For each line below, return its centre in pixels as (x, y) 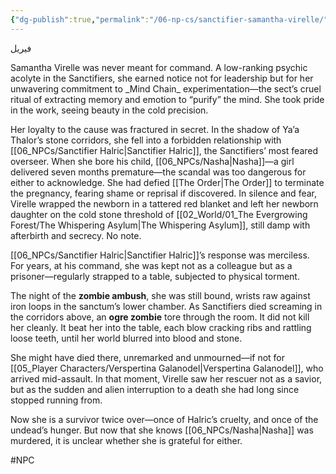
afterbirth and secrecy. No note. (76, 235)
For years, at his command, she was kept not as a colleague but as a (151, 265)
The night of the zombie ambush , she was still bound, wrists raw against (160, 295)
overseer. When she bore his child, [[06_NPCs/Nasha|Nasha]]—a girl (152, 161)
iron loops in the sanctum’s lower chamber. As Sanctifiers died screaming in (166, 306)
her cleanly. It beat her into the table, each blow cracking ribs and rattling (161, 327)
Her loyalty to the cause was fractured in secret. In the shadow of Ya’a (155, 129)
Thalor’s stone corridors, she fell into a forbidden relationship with (146, 140)
